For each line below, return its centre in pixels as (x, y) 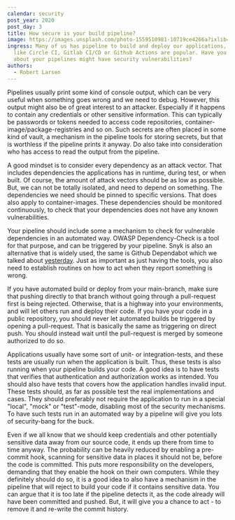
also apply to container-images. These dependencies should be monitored (115, 202)
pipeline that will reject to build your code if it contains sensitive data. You (113, 486)
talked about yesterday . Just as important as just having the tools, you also (115, 260)
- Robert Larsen (37, 72)
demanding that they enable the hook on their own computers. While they (113, 472)
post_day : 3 (24, 27)
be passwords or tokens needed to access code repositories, (95, 122)
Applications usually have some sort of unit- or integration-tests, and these (115, 354)
